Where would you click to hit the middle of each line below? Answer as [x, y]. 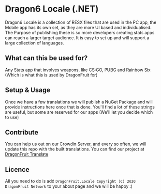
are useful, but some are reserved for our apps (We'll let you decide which [79, 112]
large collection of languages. [35, 43]
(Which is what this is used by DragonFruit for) [51, 75]
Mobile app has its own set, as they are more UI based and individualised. [78, 27]
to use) [12, 117]
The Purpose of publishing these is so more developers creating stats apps [80, 32]
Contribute [22, 132]
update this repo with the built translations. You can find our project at [75, 149]
